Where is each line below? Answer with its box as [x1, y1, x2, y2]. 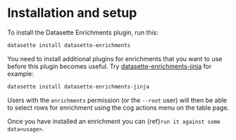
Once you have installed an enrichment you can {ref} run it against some [7, 117, 221, 125]
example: [7, 69, 34, 78]
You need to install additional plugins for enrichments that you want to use [7, 54, 223, 63]
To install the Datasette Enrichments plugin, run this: [7, 28, 159, 37]
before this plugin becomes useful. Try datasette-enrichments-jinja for [7, 62, 212, 70]
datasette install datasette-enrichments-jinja [7, 83, 150, 90]
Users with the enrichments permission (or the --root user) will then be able [7, 96, 228, 104]
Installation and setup [7, 5, 137, 21]
